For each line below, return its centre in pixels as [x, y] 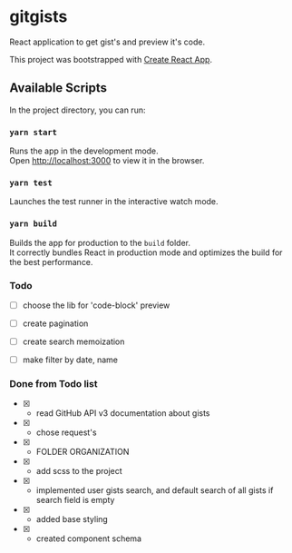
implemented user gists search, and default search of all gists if [155, 490]
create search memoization [73, 341]
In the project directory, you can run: [78, 110]
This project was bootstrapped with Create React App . [111, 59]
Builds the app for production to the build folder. [100, 242]
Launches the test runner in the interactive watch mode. [114, 202]
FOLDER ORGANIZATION [83, 452]
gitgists [39, 17]
